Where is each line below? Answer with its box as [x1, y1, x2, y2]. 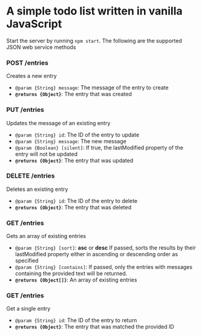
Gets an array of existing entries [6, 233, 86, 240]
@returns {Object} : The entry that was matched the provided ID [15, 323, 174, 331]
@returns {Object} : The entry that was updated [15, 157, 134, 164]
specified [15, 257, 39, 264]
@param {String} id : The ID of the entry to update [15, 131, 140, 138]
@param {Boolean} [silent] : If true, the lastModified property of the [15, 144, 183, 151]
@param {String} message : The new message [15, 137, 127, 144]
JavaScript [6, 17, 62, 31]
